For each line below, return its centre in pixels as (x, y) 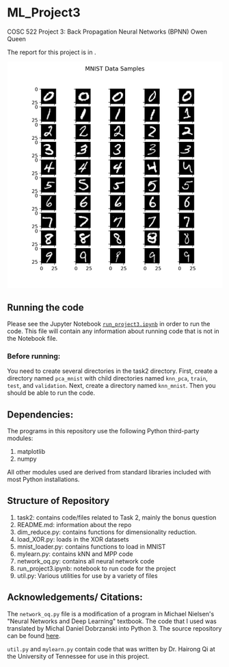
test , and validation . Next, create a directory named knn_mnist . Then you (111, 386)
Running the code (45, 307)
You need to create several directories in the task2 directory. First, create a (112, 371)
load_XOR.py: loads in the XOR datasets (73, 539)
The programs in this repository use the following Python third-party (103, 431)
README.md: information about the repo (74, 524)
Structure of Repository (58, 501)
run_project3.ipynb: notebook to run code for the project (96, 568)
